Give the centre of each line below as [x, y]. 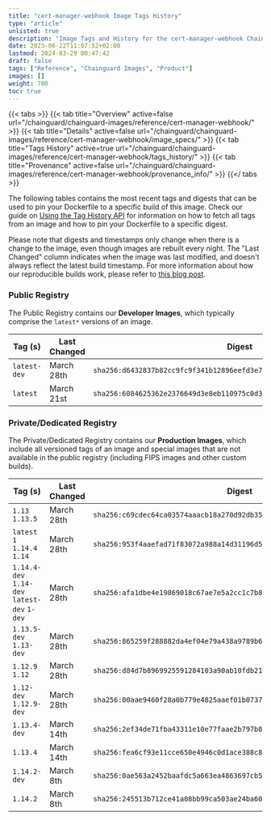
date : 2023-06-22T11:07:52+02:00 [65, 46]
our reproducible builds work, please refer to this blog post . [107, 274]
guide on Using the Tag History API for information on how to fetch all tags [132, 216]
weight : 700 [28, 83]
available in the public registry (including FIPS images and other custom [127, 457]
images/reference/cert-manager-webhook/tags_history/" [103, 157]
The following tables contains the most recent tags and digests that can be [133, 198]
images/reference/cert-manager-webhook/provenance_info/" [111, 174]
